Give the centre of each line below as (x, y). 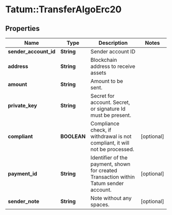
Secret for (102, 96)
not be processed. (112, 149)
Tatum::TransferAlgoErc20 (63, 10)
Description (113, 43)
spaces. (100, 204)
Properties (23, 29)
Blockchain (104, 60)
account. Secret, (110, 102)
